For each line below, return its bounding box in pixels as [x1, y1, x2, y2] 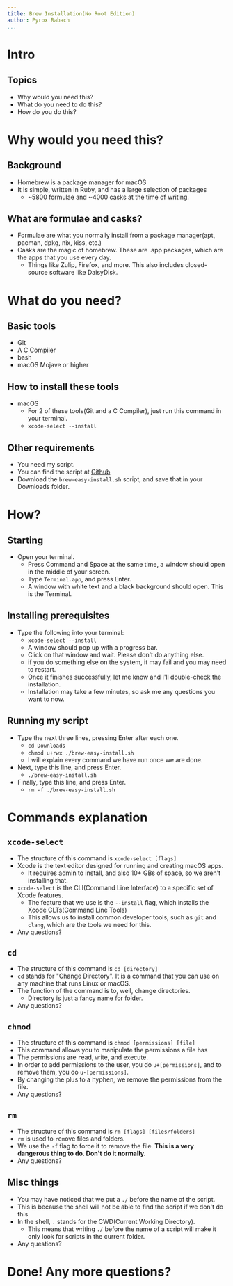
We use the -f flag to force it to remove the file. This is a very [17, 1142, 195, 1150]
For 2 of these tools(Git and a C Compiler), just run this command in [27, 407, 222, 415]
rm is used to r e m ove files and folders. [17, 1134, 125, 1143]
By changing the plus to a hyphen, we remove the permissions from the [17, 1075, 223, 1084]
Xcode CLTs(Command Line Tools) [27, 906, 127, 914]
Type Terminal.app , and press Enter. [27, 574, 132, 583]
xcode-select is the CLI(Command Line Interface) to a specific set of [17, 883, 214, 892]
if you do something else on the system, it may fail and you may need [27, 658, 227, 666]
